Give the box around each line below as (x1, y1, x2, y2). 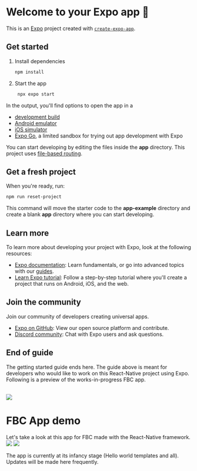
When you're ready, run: (6, 182, 65, 189)
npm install (14, 69, 44, 75)
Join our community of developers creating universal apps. (6, 313, 149, 320)
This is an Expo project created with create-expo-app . (6, 25, 136, 32)
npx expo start (17, 91, 55, 97)
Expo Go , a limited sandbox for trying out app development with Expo (14, 132, 183, 139)
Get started (6, 42, 49, 52)
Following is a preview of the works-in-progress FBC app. (6, 376, 146, 383)
